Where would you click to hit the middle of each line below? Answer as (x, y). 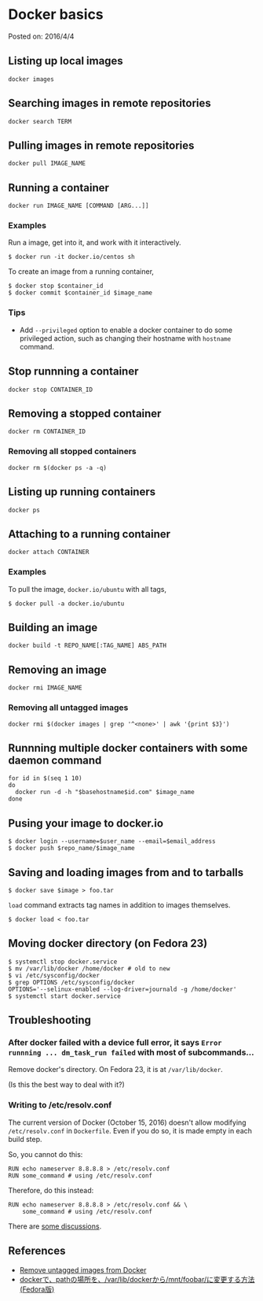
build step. (25, 1139)
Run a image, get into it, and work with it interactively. (95, 242)
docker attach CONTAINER (49, 553)
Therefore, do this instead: (51, 1190)
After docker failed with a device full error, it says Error (115, 1043)
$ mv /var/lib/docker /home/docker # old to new (89, 968)
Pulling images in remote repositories (101, 145)
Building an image (53, 628)
